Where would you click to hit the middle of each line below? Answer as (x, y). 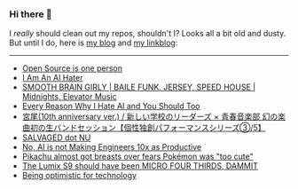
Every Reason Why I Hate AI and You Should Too (111, 106)
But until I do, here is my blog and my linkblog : (94, 43)
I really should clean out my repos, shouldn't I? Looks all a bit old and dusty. (148, 34)
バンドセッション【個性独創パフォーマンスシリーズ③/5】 (159, 128)
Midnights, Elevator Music (69, 97)
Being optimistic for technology (79, 176)
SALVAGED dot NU (56, 138)
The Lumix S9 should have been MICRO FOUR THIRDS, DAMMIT (140, 166)
